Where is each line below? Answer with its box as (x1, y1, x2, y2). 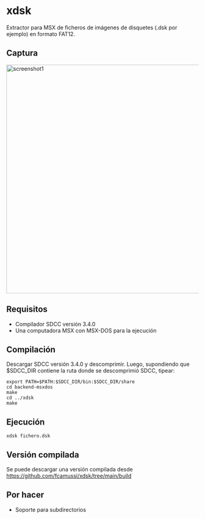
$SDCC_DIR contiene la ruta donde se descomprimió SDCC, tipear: (6, 367, 175, 374)
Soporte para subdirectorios (15, 506, 87, 513)
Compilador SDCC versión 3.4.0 (15, 320, 96, 328)
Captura (6, 48, 38, 59)
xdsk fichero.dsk (6, 433, 51, 439)
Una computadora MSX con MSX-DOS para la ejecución (15, 327, 157, 334)
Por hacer (6, 490, 45, 500)
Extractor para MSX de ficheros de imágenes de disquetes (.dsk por (6, 24, 178, 31)
